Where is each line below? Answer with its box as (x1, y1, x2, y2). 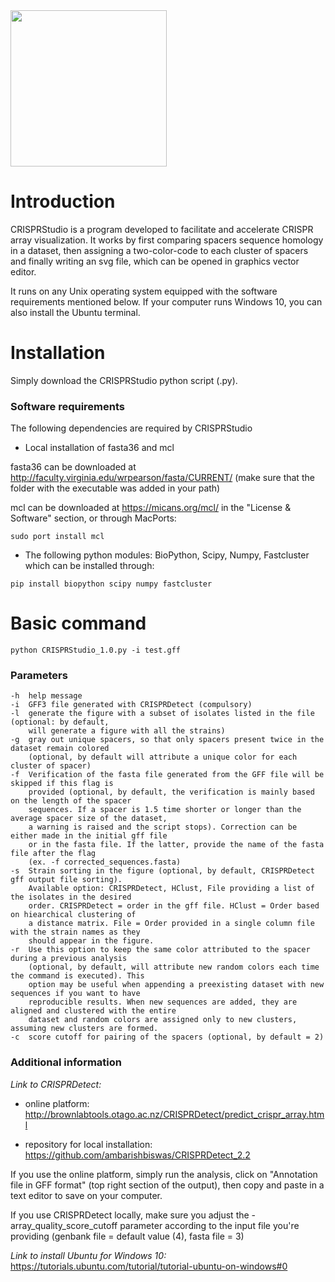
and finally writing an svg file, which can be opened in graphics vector (10, 255, 300, 267)
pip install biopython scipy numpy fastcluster (10, 579, 213, 589)
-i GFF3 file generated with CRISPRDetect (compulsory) (10, 700, 253, 710)
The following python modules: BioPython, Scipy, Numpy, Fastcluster (24, 549, 310, 561)
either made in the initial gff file (10, 831, 168, 841)
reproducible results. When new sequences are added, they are (28, 997, 298, 1008)
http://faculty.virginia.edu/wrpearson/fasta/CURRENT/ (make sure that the (10, 472, 315, 484)
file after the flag (10, 849, 97, 859)
